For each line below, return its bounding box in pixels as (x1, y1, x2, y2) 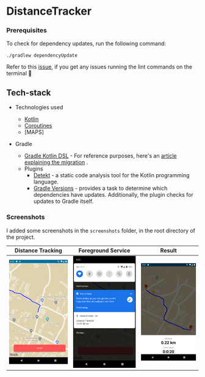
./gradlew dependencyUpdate (6, 53, 78, 59)
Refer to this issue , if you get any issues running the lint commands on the (6, 63, 193, 71)
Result (160, 247, 177, 254)
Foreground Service (78, 247, 131, 254)
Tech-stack (6, 87, 51, 98)
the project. (6, 233, 35, 241)
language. (33, 178, 59, 186)
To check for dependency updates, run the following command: (6, 40, 167, 47)
